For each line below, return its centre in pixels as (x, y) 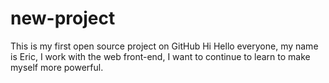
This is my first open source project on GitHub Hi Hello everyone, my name (164, 46)
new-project (63, 18)
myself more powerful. (57, 67)
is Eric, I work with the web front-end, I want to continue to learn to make (160, 56)
